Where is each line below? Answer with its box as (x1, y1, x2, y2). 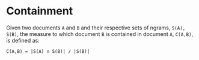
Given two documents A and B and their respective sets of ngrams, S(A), (6, 24, 186, 31)
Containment (6, 4, 73, 18)
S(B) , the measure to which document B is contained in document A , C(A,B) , (6, 30, 194, 37)
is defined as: (6, 37, 40, 44)
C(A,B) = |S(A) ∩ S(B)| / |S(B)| (6, 48, 90, 55)
